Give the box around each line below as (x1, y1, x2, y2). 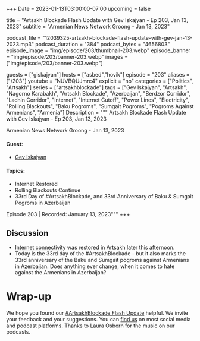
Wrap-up (6, 290, 52, 304)
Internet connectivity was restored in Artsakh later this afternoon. (14, 244, 175, 251)
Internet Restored (14, 181, 58, 188)
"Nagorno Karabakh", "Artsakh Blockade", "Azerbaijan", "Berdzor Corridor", (6, 90, 191, 97)
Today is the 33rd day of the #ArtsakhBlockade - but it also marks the (14, 250, 186, 257)
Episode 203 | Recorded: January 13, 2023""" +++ (6, 211, 130, 218)
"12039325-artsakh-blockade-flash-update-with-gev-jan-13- (42, 34, 193, 41)
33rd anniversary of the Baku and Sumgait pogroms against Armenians (14, 257, 189, 264)
